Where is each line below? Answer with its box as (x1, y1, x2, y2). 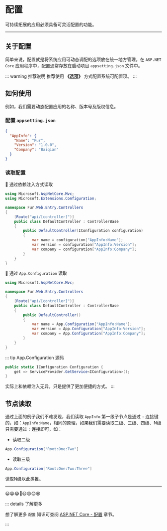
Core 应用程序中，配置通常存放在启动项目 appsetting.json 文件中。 (5, 62, 143, 68)
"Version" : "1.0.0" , (14, 143, 57, 148)
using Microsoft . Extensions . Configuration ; (5, 196, 97, 201)
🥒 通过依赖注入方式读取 (5, 181, 53, 187)
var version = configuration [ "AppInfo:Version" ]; (31, 242, 137, 247)
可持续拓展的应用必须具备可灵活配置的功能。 (5, 21, 97, 27)
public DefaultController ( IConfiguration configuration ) (23, 228, 143, 233)
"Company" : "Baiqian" (14, 147, 59, 152)
